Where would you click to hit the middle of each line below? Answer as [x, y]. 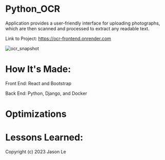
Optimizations [36, 114]
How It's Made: [38, 69]
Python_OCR [33, 9]
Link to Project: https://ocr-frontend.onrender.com [58, 38]
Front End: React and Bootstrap [38, 83]
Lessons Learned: [44, 138]
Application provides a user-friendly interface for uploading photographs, [83, 23]
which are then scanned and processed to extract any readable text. [77, 28]
